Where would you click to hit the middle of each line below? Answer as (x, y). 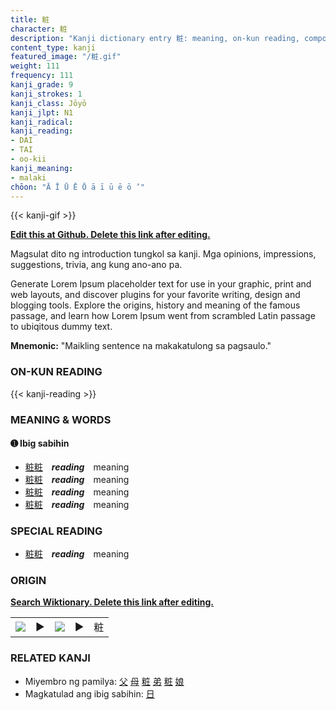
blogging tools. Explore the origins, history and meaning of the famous (155, 305)
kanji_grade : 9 (42, 85)
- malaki (28, 177)
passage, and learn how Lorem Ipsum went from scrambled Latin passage (163, 316)
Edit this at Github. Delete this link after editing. (110, 235)
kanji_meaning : (42, 168)
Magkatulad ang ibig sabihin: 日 (89, 693)
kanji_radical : (42, 122)
